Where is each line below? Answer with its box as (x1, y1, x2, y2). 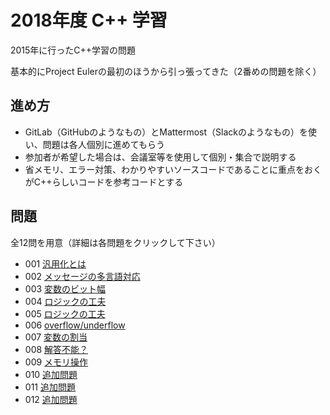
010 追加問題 (24, 368, 78, 380)
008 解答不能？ (24, 343, 89, 355)
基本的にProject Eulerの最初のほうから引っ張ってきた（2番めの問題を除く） (10, 65, 322, 77)
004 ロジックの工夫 (24, 295, 107, 307)
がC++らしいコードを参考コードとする (24, 176, 184, 188)
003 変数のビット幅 (24, 282, 107, 295)
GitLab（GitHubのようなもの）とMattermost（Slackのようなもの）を (24, 126, 308, 138)
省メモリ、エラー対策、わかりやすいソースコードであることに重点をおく (24, 163, 323, 175)
